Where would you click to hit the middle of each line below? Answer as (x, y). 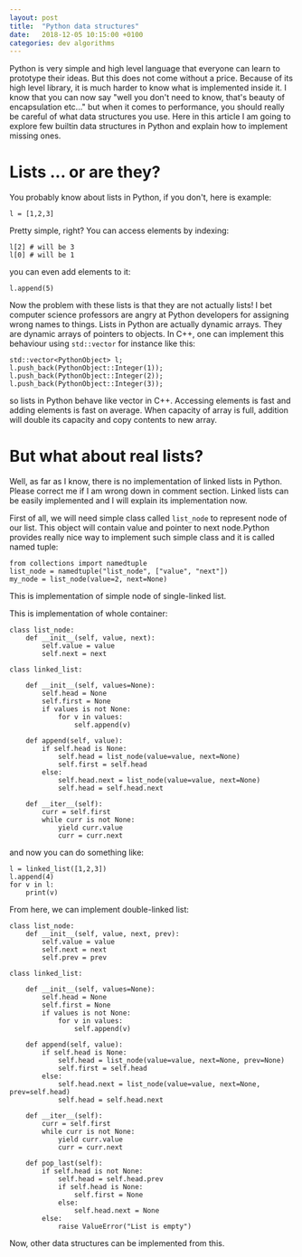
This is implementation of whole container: (89, 614)
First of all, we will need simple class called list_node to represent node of (148, 518)
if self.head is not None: (93, 1171)
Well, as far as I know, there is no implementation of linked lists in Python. (146, 482)
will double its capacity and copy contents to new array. (113, 420)
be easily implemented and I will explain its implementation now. (128, 501)
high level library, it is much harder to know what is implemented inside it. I (148, 88)
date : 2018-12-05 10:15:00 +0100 (76, 34)
